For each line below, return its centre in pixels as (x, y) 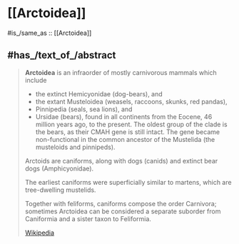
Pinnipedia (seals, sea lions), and (84, 109)
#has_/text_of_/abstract (62, 55)
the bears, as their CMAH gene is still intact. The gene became (127, 132)
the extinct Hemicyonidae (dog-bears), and (99, 93)
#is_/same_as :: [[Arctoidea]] (50, 33)
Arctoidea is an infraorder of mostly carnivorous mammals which (121, 72)
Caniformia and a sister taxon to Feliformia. (88, 218)
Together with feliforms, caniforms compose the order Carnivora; (121, 203)
